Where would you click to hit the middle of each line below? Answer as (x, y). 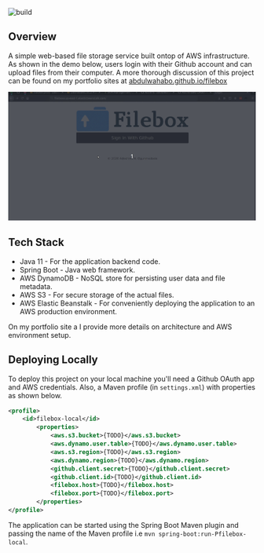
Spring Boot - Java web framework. (77, 269)
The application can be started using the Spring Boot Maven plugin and (123, 525)
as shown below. (35, 395)
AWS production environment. (68, 311)
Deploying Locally (53, 360)
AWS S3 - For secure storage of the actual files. (97, 295)
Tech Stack (36, 242)
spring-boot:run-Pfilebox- (202, 534)
